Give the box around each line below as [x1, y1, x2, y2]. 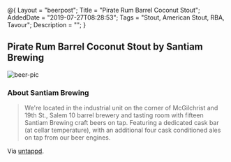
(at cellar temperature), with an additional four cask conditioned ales [24, 126, 221, 135]
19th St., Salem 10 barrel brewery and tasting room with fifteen [24, 111, 204, 119]
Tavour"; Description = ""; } [7, 21, 86, 29]
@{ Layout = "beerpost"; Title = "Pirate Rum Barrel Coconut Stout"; [7, 6, 200, 14]
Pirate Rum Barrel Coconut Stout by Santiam [7, 41, 204, 53]
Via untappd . [7, 147, 44, 156]
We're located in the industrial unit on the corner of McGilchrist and [24, 104, 218, 112]
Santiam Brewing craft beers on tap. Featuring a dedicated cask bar [24, 119, 219, 127]
